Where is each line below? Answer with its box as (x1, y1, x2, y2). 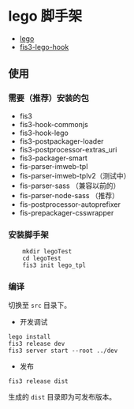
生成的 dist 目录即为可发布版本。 (8, 392, 117, 402)
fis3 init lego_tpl (22, 261, 87, 269)
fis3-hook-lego (19, 128, 69, 137)
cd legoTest (22, 254, 61, 262)
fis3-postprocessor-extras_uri (19, 144, 117, 154)
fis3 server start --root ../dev (8, 347, 118, 355)
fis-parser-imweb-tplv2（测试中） (19, 171, 131, 180)
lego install (8, 333, 51, 341)
